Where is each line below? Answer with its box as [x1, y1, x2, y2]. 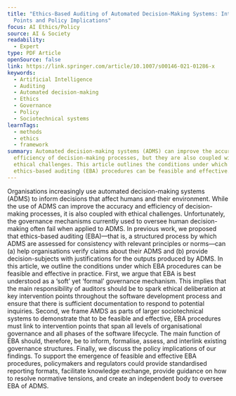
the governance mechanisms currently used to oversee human [7, 216, 189, 225]
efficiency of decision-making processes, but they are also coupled [13, 154, 221, 162]
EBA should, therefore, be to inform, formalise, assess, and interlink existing [7, 336, 227, 345]
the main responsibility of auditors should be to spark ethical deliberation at [7, 284, 226, 292]
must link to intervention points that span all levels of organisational [7, 321, 202, 330]
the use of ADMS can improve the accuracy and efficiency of [7, 202, 184, 210]
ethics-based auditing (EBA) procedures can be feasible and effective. [13, 167, 231, 175]
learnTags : [7, 121, 39, 129]
